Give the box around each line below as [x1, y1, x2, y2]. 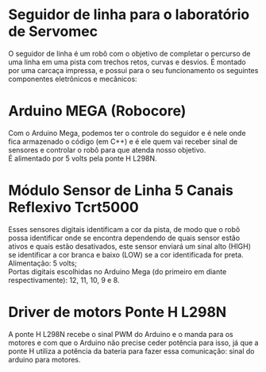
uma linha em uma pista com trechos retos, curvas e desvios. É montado [8, 57, 246, 67]
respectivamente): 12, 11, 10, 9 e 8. [8, 275, 120, 285]
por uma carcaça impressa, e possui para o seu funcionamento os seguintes [8, 65, 259, 75]
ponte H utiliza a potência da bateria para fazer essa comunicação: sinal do [8, 346, 255, 355]
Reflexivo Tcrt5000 [8, 199, 139, 216]
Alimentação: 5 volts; [8, 258, 77, 268]
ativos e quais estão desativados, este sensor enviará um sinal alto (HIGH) [8, 241, 252, 251]
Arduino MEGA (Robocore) [8, 102, 187, 120]
